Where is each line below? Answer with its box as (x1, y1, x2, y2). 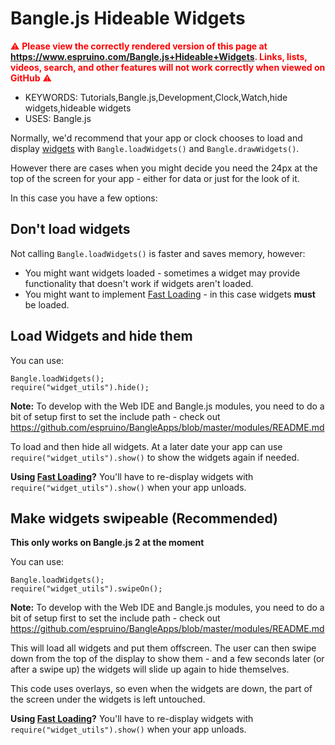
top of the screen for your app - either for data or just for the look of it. (10, 172, 300, 184)
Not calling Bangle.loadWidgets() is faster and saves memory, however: (10, 247, 306, 259)
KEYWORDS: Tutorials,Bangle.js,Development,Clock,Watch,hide (24, 91, 288, 103)
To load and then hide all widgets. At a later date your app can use (10, 440, 283, 452)
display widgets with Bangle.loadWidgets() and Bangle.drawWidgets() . (10, 142, 300, 154)
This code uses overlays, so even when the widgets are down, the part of (10, 683, 313, 695)
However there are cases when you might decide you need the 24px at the (10, 162, 318, 174)
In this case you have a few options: (10, 192, 158, 204)
